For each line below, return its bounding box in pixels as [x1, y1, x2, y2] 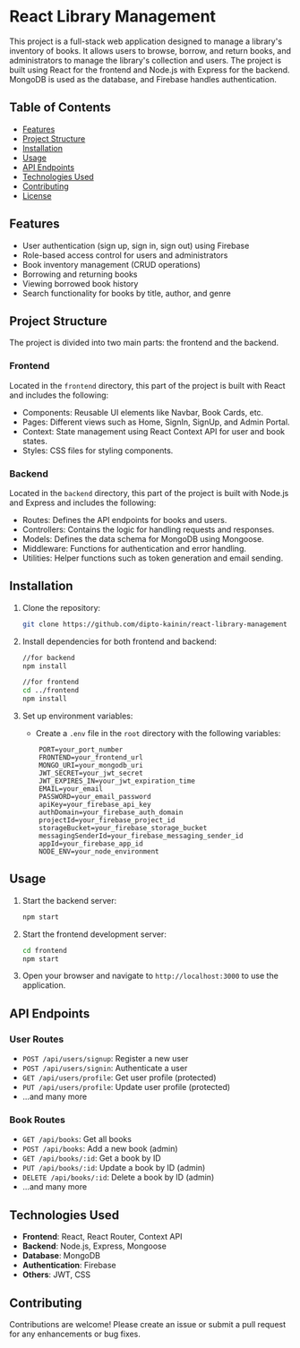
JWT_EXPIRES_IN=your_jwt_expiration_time [39, 777, 195, 786]
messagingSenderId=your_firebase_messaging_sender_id [39, 831, 244, 841]
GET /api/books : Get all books [21, 1134, 133, 1145]
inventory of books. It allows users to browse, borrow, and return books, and [9, 45, 292, 56]
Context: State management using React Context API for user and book [21, 425, 286, 436]
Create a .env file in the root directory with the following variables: [35, 728, 281, 739]
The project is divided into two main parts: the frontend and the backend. [9, 338, 279, 348]
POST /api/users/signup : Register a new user [21, 1053, 189, 1064]
